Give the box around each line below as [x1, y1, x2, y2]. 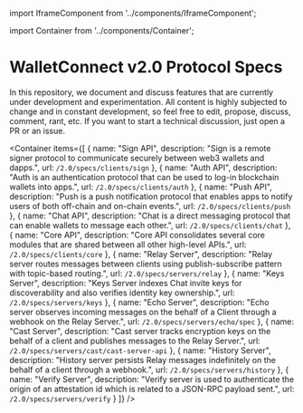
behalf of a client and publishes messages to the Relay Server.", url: [9, 335, 260, 346]
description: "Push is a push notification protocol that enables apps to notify [9, 190, 293, 202]
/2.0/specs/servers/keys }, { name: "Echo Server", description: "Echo [9, 296, 270, 307]
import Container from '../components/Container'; [9, 25, 194, 35]
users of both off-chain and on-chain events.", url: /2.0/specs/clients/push [9, 200, 291, 211]
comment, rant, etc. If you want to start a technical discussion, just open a [9, 115, 286, 126]
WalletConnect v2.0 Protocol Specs [9, 57, 283, 78]
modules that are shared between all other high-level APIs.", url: [9, 239, 247, 250]
